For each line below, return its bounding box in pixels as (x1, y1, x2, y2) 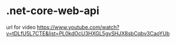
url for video (6, 24, 36, 31)
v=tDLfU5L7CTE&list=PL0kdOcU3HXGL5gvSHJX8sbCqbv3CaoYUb (6, 29, 170, 37)
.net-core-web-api (6, 4, 99, 18)
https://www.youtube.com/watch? (36, 24, 119, 31)
